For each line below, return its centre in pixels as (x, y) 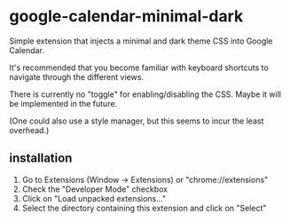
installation (41, 159)
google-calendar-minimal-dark (126, 16)
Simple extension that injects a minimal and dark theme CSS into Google (141, 41)
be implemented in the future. (63, 103)
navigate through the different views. (77, 76)
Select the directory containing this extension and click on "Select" (144, 208)
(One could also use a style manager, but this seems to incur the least (137, 121)
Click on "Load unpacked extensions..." (94, 198)
